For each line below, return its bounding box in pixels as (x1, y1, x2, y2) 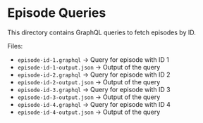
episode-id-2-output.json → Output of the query (17, 77, 161, 86)
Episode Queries (7, 5, 106, 21)
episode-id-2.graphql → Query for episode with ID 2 (17, 70, 171, 79)
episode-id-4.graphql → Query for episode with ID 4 (17, 100, 171, 108)
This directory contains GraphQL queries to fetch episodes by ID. (7, 28, 196, 37)
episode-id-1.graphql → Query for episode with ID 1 (17, 55, 169, 64)
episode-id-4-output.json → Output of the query (17, 108, 161, 116)
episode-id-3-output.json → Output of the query (17, 93, 161, 101)
